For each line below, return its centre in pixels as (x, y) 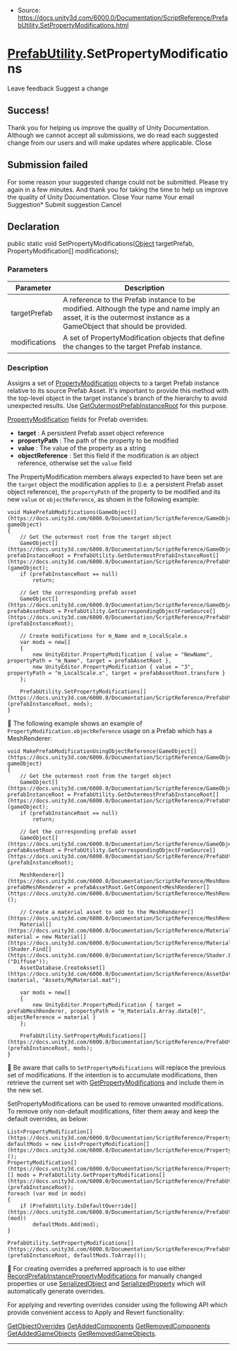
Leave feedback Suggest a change (58, 88)
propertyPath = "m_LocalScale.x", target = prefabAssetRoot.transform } (116, 673)
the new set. (25, 1090)
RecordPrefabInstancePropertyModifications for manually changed (105, 1276)
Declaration (34, 227)
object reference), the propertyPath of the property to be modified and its (114, 491)
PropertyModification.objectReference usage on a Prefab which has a (110, 730)
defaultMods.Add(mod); (66, 1224)
